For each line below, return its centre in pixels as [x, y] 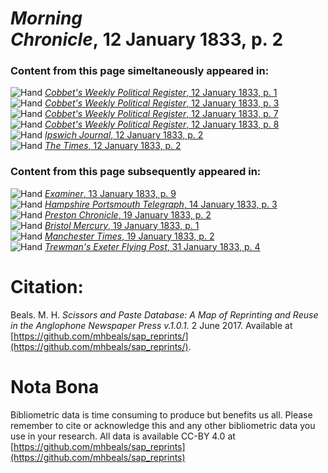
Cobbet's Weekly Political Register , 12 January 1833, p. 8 [162, 124]
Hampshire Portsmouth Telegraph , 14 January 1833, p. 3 [161, 204]
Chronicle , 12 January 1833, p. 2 [147, 39]
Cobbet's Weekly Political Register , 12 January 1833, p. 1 [161, 93]
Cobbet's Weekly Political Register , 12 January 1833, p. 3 [162, 103]
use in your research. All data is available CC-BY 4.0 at [123, 436]
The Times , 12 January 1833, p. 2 [113, 146]
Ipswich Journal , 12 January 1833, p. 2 [124, 135]
